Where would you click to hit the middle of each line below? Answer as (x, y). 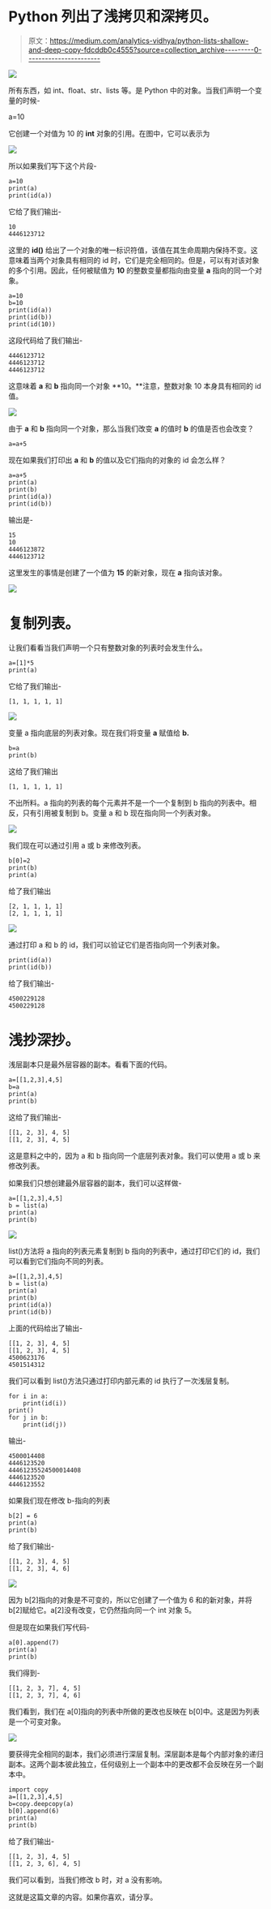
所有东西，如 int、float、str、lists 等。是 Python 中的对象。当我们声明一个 (132, 90)
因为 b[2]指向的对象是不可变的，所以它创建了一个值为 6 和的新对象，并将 (130, 1600)
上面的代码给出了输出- (46, 1328)
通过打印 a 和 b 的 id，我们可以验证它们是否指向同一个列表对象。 (116, 944)
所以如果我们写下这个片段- (53, 166)
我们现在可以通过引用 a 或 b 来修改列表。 (77, 845)
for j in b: (28, 1417)
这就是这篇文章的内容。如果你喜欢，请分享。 (83, 1897)
